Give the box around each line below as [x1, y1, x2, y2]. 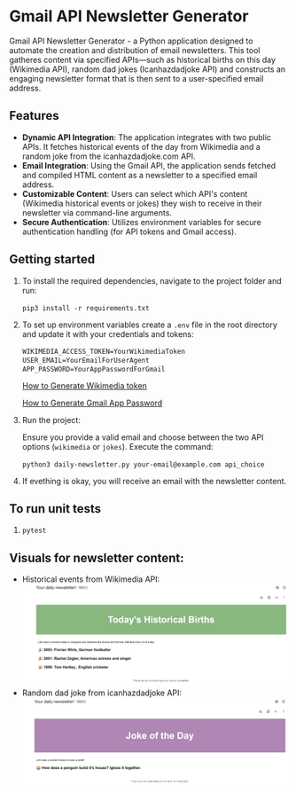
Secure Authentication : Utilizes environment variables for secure [21, 216, 261, 227]
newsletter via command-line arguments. [21, 207, 173, 218]
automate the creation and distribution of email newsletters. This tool [9, 44, 261, 55]
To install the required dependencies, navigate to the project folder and [21, 275, 282, 286]
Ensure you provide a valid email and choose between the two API [21, 432, 264, 443]
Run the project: [21, 414, 82, 425]
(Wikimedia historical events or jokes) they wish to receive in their [21, 198, 262, 208]
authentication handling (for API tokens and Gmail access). [21, 226, 237, 237]
